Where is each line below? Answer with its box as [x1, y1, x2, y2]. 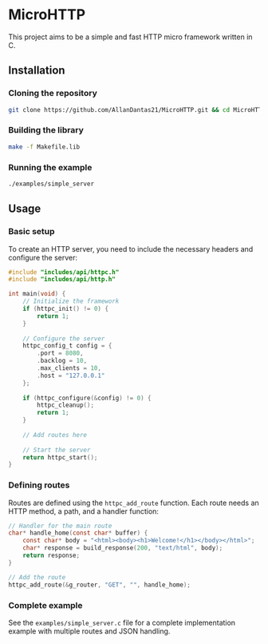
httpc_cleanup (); [37, 401, 94, 409]
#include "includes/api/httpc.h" [8, 268, 120, 276]
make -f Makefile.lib [8, 142, 81, 151]
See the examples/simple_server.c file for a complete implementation [8, 618, 236, 627]
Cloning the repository [8, 88, 97, 99]
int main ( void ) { [8, 290, 66, 298]
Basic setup [8, 226, 55, 237]
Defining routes [8, 479, 70, 491]
